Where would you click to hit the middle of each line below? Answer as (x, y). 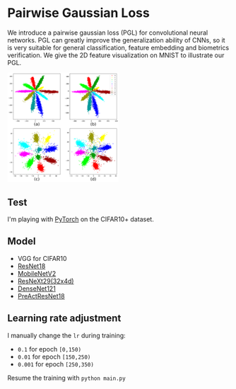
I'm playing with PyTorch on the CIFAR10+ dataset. (81, 219)
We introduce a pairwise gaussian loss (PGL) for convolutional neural (108, 33)
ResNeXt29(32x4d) (46, 281)
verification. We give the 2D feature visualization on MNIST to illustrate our (116, 55)
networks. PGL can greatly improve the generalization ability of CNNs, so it (116, 40)
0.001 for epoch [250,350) (55, 364)
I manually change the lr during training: (66, 335)
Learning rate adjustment (64, 319)
